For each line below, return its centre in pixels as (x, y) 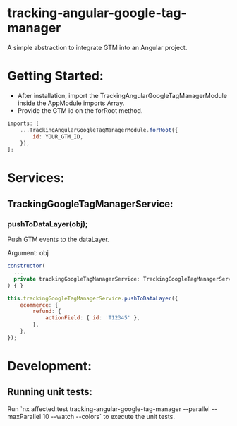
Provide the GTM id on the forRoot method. (80, 110)
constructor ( (26, 266)
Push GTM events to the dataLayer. (58, 239)
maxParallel (24, 416)
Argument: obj (28, 253)
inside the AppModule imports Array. (71, 103)
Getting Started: (55, 76)
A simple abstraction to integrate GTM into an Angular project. (97, 47)
